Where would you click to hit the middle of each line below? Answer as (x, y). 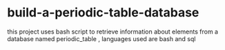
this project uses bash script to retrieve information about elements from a (113, 32)
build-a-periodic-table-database (103, 13)
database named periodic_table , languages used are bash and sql (101, 38)
